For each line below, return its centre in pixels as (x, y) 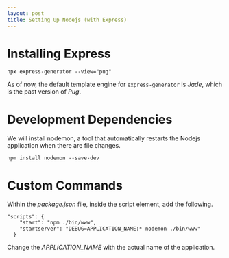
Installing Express (59, 54)
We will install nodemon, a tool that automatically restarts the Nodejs (104, 138)
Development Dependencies (90, 119)
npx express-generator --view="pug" (59, 72)
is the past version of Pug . (44, 92)
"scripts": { (26, 217)
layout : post (26, 13)
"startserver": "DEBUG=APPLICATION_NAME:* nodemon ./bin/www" (110, 229)
